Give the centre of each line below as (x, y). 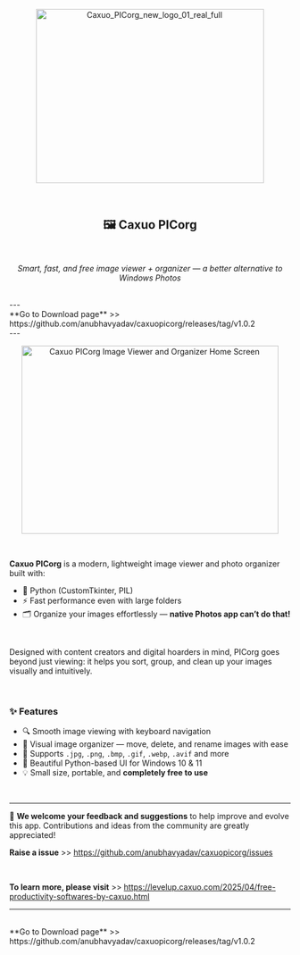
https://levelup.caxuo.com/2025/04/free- (200, 887)
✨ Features (34, 711)
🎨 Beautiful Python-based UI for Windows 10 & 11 (112, 763)
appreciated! (33, 835)
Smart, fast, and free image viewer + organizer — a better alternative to (150, 268)
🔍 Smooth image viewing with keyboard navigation (117, 732)
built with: (28, 573)
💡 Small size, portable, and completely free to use (115, 773)
